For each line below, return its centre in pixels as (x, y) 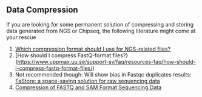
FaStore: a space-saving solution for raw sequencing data (87, 81)
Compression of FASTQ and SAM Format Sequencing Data (88, 87)
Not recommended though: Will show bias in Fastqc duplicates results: (103, 74)
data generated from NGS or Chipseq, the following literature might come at (101, 31)
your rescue (21, 37)
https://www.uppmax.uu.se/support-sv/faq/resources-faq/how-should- (106, 61)
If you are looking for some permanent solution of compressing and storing (100, 24)
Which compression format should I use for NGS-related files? (93, 49)
